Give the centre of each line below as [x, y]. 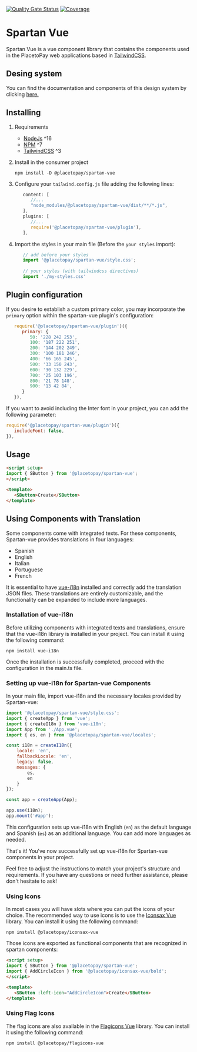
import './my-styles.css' [54, 277]
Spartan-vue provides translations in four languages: [70, 539]
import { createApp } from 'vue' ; [49, 718]
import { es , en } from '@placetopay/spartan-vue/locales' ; [81, 735]
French [23, 575]
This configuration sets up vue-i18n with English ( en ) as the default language [99, 827]
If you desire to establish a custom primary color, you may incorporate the [96, 309]
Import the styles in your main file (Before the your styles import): [95, 244]
